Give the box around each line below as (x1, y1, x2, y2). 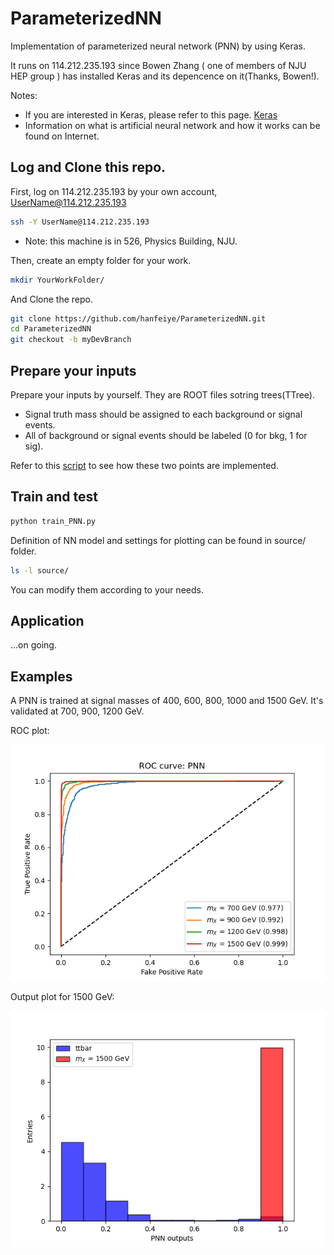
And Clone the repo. (10, 293, 93, 305)
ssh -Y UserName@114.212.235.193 (10, 217, 150, 227)
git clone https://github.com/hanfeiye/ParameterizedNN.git (10, 313, 267, 324)
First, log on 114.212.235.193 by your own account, (10, 185, 218, 197)
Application (10, 612, 85, 629)
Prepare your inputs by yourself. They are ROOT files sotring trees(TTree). (10, 388, 316, 401)
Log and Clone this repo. (10, 159, 167, 176)
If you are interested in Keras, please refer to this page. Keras (24, 108, 278, 121)
